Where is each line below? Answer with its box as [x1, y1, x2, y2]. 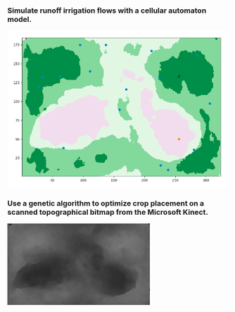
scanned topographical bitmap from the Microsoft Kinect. [7, 207, 209, 217]
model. [7, 14, 32, 24]
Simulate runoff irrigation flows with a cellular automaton [7, 6, 207, 15]
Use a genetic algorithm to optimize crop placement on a [7, 198, 205, 208]
